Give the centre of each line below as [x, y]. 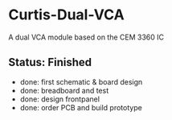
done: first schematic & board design [81, 81]
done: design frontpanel [60, 99]
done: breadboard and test [64, 90]
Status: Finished [50, 62]
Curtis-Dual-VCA [66, 15]
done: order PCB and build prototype [81, 107]
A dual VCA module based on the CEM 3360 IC [86, 37]
